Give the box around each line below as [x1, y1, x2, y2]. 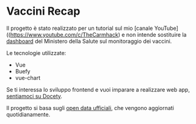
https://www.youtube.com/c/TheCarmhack [10, 31, 118, 38]
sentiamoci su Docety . [6, 92, 63, 100]
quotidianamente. [6, 111, 51, 118]
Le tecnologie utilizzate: [6, 49, 67, 56]
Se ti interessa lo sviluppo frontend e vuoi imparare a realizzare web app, [6, 86, 191, 93]
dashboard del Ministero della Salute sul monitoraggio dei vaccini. [6, 37, 172, 45]
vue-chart [15, 74, 41, 81]
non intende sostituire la [126, 31, 187, 38]
